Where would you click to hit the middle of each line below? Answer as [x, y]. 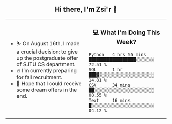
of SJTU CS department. [46, 64]
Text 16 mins [110, 100]
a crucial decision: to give [47, 52]
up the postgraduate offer [47, 58]
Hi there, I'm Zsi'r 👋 [86, 9]
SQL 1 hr [106, 70]
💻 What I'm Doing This [126, 33]
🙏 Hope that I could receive [49, 83]
